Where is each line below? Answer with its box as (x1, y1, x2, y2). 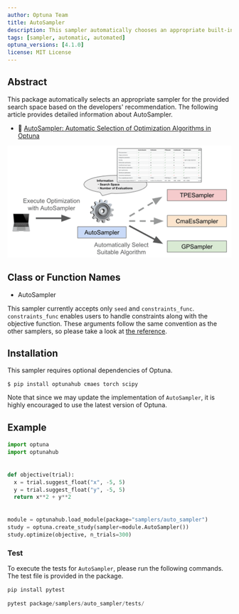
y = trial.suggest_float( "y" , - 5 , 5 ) (14, 486, 126, 493)
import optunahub (7, 448, 59, 456)
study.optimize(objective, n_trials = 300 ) (7, 531, 132, 538)
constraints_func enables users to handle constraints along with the (7, 311, 208, 320)
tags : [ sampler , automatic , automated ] (7, 34, 126, 41)
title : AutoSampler (7, 18, 65, 26)
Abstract (7, 76, 48, 88)
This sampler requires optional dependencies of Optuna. (7, 366, 173, 375)
